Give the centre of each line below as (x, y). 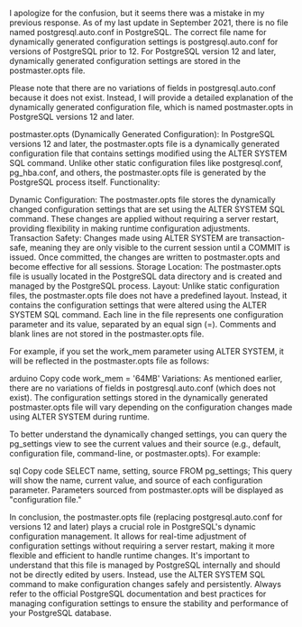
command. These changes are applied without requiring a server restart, (144, 219)
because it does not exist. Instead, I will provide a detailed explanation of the (151, 97)
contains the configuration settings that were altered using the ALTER (138, 305)
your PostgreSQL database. (60, 613)
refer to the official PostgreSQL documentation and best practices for (138, 594)
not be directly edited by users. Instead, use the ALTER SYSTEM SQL (137, 575)
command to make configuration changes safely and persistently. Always (146, 584)
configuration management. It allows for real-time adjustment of (128, 536)
